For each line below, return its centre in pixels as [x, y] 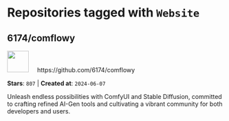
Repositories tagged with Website [103, 13]
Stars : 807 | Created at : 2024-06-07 [56, 83]
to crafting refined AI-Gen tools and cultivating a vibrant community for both [115, 104]
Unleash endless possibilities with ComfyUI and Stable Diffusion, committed [115, 97]
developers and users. [39, 111]
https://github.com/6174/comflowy [86, 70]
